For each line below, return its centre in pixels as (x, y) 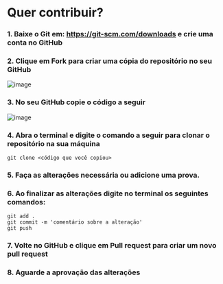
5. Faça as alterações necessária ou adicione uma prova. (104, 175)
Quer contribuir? (56, 13)
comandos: (26, 202)
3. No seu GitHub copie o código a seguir (77, 102)
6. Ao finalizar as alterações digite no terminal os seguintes (108, 193)
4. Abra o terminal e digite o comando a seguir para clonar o (109, 135)
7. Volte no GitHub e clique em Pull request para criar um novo (112, 246)
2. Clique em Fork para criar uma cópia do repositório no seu (110, 61)
